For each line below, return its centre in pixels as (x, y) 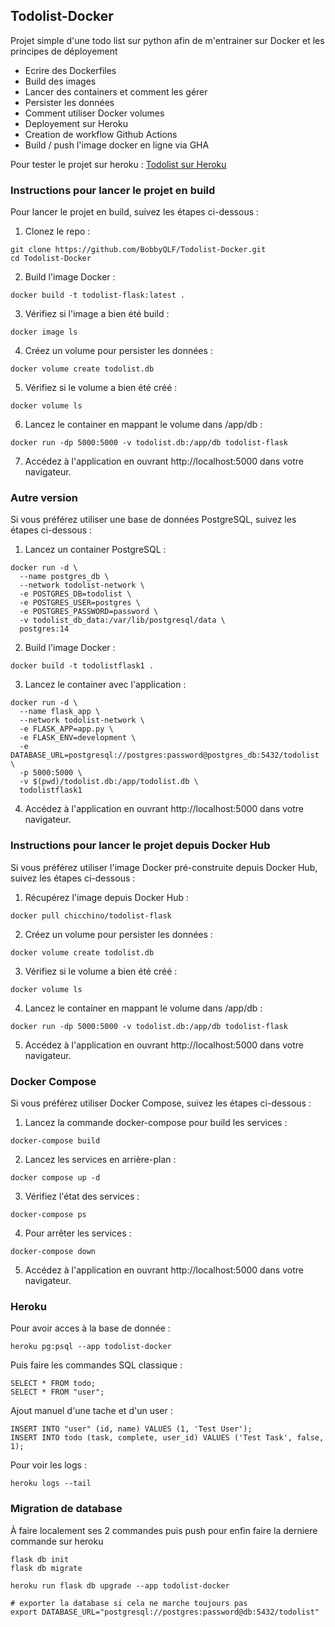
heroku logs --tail (51, 1484)
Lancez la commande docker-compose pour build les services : (156, 1122)
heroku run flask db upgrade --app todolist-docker (120, 1585)
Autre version (44, 498)
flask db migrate (46, 1568)
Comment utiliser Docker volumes (94, 113)
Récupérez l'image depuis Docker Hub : (106, 897)
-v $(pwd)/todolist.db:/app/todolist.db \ (109, 782)
